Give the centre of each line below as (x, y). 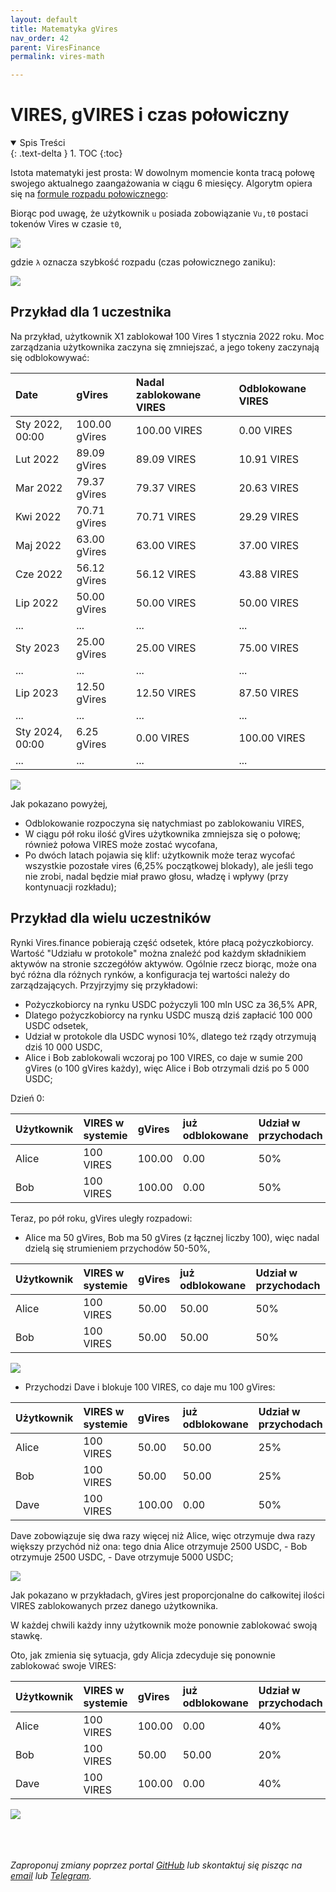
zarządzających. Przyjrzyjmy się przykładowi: (104, 985)
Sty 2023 (37, 648)
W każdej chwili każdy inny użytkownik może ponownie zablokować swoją (164, 1625)
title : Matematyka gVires (64, 29)
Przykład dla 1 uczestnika (91, 312)
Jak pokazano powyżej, (59, 803)
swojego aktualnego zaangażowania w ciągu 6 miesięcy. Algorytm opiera (161, 183)
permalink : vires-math (57, 57)
